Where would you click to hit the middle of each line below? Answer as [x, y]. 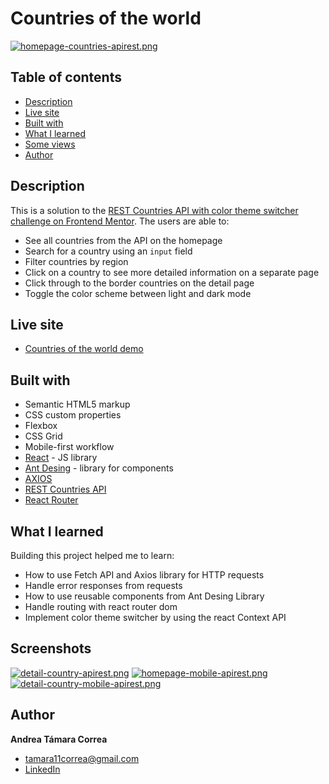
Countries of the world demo [84, 349]
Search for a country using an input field [108, 251]
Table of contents [66, 77]
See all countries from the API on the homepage [123, 240]
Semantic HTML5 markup [77, 404]
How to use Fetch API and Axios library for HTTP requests [144, 575]
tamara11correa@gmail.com [82, 758]
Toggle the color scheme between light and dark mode [138, 293]
